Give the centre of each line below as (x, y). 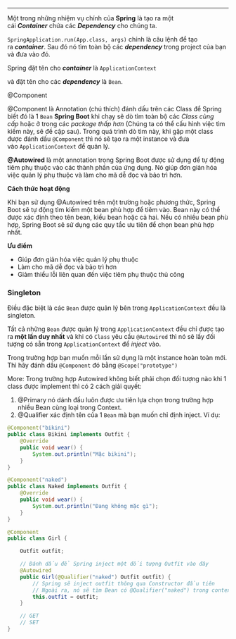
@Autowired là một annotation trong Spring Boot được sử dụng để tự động (116, 160)
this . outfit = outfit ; (66, 597)
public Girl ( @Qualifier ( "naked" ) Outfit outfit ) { (96, 577)
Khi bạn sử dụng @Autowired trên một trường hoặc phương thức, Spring (111, 202)
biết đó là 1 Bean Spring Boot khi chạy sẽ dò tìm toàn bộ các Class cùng (111, 116)
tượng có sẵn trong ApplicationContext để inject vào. (84, 344)
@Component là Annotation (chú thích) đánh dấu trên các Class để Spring (115, 109)
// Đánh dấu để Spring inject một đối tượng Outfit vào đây (114, 564)
